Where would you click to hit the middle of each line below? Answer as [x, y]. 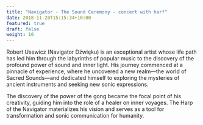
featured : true [26, 23]
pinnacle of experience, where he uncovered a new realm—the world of [97, 71]
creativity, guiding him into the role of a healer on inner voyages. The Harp [100, 103]
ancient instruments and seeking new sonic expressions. [77, 84]
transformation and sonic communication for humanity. [75, 116]
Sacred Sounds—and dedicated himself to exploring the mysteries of [93, 78]
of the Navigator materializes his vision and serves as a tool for [85, 109]
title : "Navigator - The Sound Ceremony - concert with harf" [87, 12]
